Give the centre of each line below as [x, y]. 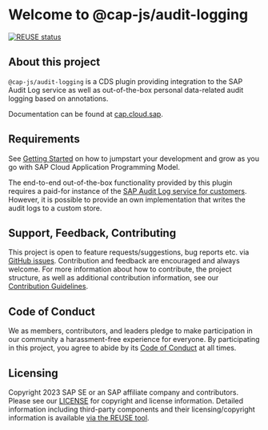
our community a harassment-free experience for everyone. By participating [134, 340]
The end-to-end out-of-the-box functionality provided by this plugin [120, 183]
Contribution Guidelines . [48, 287]
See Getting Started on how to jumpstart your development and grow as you [134, 159]
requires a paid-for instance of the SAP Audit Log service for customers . [128, 191]
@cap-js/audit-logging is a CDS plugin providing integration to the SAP [126, 81]
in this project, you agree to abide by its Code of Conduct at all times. [122, 348]
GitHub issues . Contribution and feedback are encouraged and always [124, 261]
